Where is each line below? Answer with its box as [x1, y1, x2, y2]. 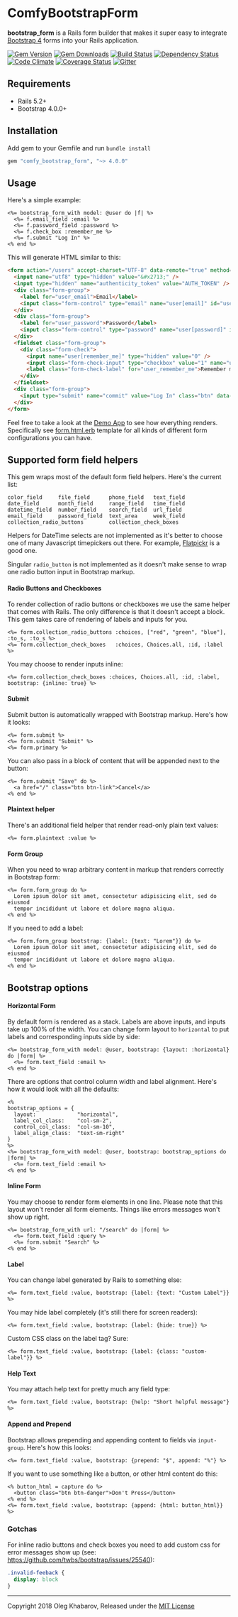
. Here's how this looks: [23, 1443, 92, 1452]
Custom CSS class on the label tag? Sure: [7, 1334, 129, 1343]
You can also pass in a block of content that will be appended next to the [7, 756, 220, 764]
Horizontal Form [7, 1002, 57, 1010]
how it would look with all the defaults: [7, 1085, 119, 1093]
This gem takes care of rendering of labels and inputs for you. [7, 615, 188, 623]
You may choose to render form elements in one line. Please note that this [7, 1197, 223, 1206]
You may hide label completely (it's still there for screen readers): [7, 1308, 198, 1317]
